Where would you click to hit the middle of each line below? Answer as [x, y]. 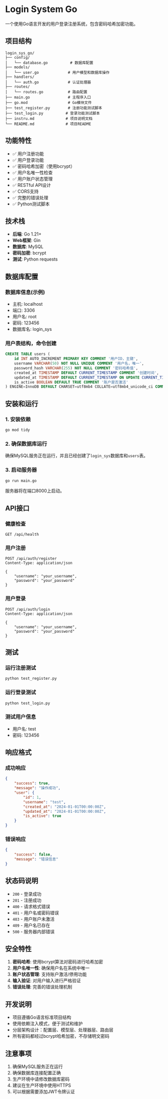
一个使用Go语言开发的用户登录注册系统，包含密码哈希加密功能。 [72, 24]
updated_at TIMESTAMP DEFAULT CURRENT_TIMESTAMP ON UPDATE [77, 378]
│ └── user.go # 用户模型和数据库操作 [57, 72]
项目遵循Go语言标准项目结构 [42, 1017]
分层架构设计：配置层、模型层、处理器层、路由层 [63, 1030]
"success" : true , [32, 783]
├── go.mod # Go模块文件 [48, 102]
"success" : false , [33, 854]
